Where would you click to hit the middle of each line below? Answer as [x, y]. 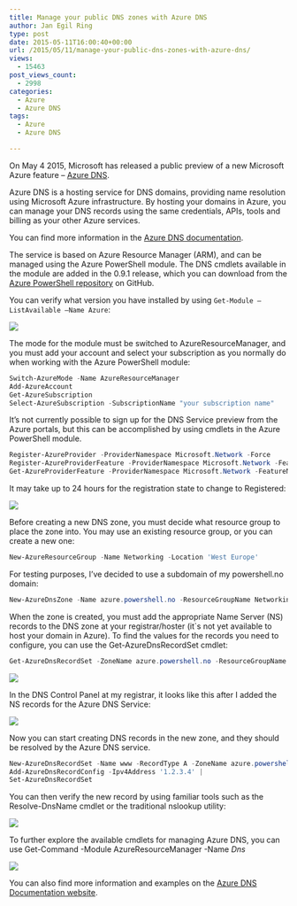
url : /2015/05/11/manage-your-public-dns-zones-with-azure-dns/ [130, 50]
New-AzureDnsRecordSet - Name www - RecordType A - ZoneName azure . [132, 763]
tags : [19, 116]
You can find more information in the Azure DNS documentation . [126, 237]
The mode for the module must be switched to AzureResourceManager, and [148, 343]
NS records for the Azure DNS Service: [80, 704]
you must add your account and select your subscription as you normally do [148, 352]
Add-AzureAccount [41, 386]
